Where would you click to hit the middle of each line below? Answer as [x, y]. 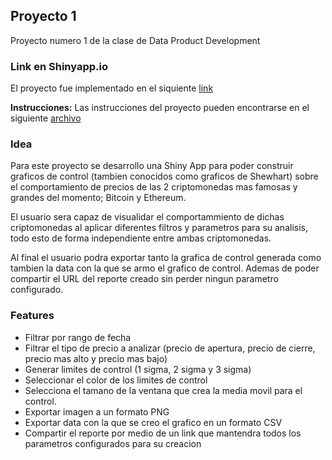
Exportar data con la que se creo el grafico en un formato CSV [153, 422]
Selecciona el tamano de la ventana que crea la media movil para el [163, 390]
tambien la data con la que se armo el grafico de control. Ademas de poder [165, 268]
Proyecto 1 [43, 16]
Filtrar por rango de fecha [78, 337]
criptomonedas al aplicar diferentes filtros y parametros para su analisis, [159, 228]
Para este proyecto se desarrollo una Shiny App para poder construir [152, 166]
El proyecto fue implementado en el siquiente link [112, 88]
